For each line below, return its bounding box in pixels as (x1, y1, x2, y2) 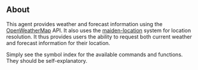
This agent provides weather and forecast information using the (6, 20, 163, 27)
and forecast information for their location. (6, 39, 110, 46)
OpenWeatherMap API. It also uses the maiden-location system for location (6, 27, 191, 34)
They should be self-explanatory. (6, 57, 88, 64)
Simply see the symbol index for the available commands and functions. (6, 50, 183, 58)
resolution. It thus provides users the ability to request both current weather (6, 33, 192, 40)
